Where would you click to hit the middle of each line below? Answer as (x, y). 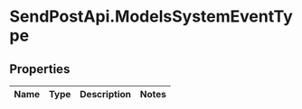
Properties (40, 69)
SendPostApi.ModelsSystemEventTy (151, 17)
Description (105, 94)
